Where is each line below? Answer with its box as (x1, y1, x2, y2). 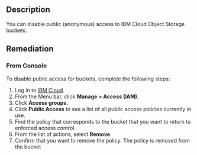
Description (6, 5, 50, 15)
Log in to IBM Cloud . (14, 86, 65, 93)
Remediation (6, 44, 54, 54)
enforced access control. (14, 124, 76, 131)
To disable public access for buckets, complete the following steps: (6, 75, 170, 82)
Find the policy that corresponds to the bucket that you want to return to (14, 118, 191, 125)
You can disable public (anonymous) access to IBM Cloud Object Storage (6, 20, 185, 27)
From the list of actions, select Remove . (14, 130, 112, 138)
